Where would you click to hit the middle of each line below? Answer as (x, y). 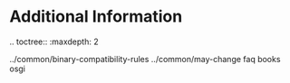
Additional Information (96, 17)
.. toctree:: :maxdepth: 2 (54, 41)
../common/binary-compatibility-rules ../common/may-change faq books (145, 59)
